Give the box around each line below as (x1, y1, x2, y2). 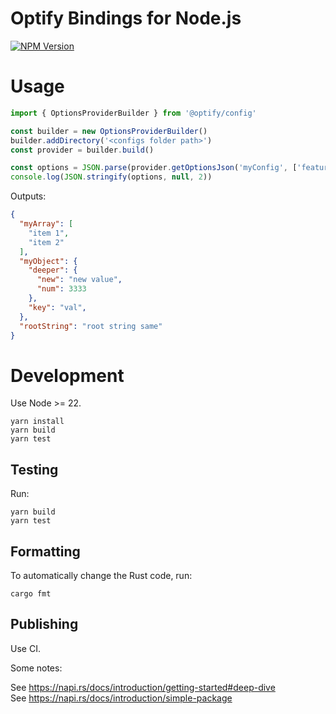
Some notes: (10, 662, 63, 674)
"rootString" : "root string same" (19, 321, 163, 331)
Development (10, 364, 125, 387)
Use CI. (10, 642, 41, 654)
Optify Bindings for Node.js (10, 7, 242, 30)
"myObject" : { (19, 256, 78, 266)
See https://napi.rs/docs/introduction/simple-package (10, 692, 233, 704)
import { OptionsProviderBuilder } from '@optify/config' (10, 108, 257, 118)
